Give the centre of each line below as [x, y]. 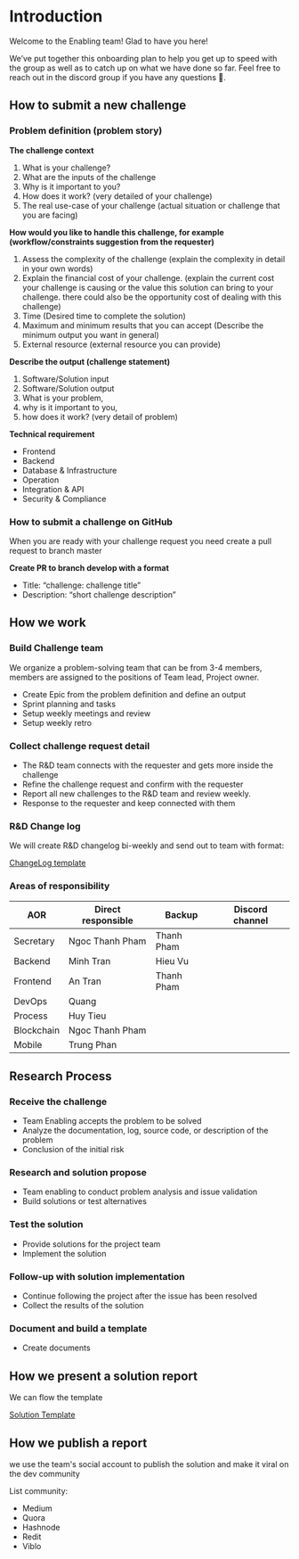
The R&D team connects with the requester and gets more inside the [148, 765]
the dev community [44, 1474]
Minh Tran [89, 961]
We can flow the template [56, 1398]
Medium [37, 1508]
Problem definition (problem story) [86, 131]
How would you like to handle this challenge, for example [117, 232]
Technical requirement [52, 433]
